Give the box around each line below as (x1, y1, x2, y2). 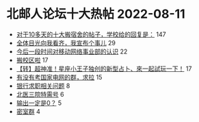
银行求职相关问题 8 (16, 82, 70, 90)
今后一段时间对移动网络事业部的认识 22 (16, 47, 128, 56)
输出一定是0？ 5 (16, 99, 62, 107)
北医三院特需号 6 (16, 90, 64, 98)
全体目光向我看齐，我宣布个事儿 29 (16, 38, 116, 47)
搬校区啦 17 (16, 56, 49, 64)
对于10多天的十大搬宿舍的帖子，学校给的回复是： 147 (16, 30, 166, 38)
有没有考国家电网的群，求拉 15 (16, 73, 103, 81)
